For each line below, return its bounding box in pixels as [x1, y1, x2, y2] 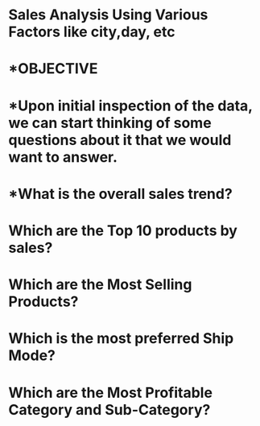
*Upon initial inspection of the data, [8, 97, 253, 114]
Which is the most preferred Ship [8, 329, 234, 348]
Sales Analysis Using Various [8, 6, 208, 24]
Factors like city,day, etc [8, 23, 175, 41]
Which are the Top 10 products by [8, 221, 237, 239]
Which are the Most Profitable [8, 383, 213, 402]
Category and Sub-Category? [8, 400, 211, 419]
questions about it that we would [8, 130, 232, 149]
